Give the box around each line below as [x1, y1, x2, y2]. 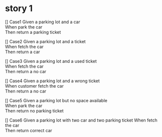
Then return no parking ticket [5, 107, 64, 114]
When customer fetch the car [5, 83, 64, 89]
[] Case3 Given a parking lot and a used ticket [5, 58, 97, 64]
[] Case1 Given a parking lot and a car [5, 19, 80, 25]
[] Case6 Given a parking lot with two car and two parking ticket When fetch [5, 117, 158, 123]
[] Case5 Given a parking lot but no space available [5, 97, 108, 103]
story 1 [5, 3, 33, 14]
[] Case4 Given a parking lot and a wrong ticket [5, 78, 100, 84]
